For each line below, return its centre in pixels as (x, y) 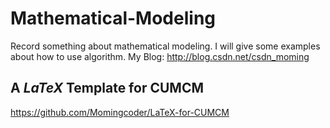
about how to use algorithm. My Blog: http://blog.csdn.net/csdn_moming (160, 56)
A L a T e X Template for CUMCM (107, 88)
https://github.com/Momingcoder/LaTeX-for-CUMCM (120, 112)
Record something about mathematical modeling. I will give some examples (165, 46)
